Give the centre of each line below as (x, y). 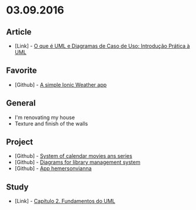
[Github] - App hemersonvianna (53, 168)
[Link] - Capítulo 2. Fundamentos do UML (65, 201)
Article (19, 32)
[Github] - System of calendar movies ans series (73, 156)
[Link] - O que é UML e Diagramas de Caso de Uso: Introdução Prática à (102, 46)
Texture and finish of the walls (51, 123)
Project (20, 142)
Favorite (21, 71)
